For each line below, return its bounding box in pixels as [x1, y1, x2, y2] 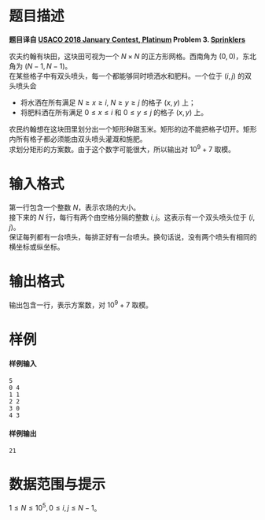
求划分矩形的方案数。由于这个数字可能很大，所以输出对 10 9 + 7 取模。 [9, 143, 235, 154]
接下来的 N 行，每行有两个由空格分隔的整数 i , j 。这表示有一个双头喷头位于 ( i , [9, 212, 256, 221]
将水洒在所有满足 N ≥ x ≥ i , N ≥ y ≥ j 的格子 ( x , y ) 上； [20, 98, 196, 107]
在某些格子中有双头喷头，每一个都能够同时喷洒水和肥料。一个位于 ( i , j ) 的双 [9, 71, 252, 80]
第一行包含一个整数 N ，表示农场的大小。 [9, 202, 141, 212]
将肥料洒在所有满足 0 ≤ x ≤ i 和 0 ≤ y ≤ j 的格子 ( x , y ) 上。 [20, 107, 208, 117]
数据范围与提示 [9, 475, 106, 493]
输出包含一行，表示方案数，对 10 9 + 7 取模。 [9, 299, 153, 310]
